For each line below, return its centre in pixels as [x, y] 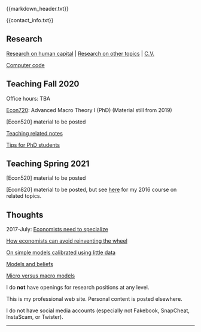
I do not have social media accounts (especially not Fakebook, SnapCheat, [98, 310]
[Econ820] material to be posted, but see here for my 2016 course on [92, 190]
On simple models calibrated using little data [61, 253]
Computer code [25, 65]
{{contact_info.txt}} [30, 20]
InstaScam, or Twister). [35, 317]
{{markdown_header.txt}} [37, 9]
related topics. [24, 196]
